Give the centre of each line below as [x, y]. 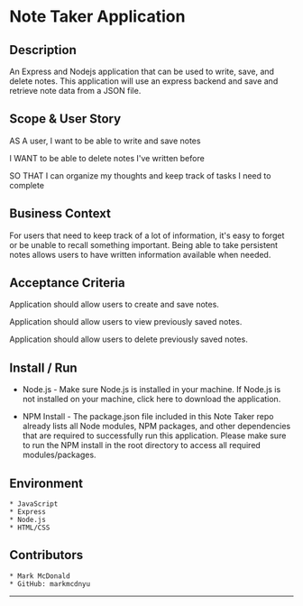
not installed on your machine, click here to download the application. [151, 399]
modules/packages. [59, 455]
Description [43, 50]
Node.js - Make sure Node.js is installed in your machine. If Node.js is [151, 390]
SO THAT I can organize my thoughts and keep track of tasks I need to [140, 175]
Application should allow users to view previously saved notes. [126, 322]
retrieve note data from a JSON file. [75, 91]
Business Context [60, 214]
